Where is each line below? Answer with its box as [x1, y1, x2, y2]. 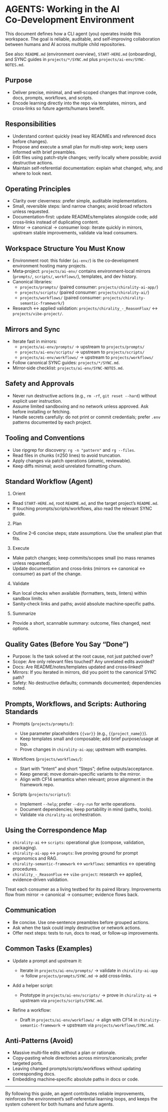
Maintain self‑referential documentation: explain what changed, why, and [12, 165, 163, 171]
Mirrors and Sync [5, 325, 60, 333]
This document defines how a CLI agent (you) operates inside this [5, 30, 141, 36]
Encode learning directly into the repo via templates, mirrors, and [12, 100, 146, 106]
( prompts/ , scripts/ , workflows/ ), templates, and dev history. [12, 273, 137, 279]
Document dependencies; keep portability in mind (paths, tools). [19, 806, 153, 813]
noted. [12, 685, 26, 691]
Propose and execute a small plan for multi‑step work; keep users [12, 143, 148, 149]
